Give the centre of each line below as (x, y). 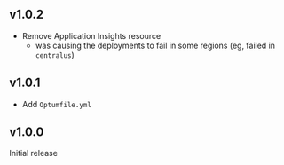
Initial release (33, 153)
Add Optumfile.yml (56, 104)
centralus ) (55, 55)
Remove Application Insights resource (91, 35)
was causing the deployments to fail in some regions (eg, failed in (155, 45)
